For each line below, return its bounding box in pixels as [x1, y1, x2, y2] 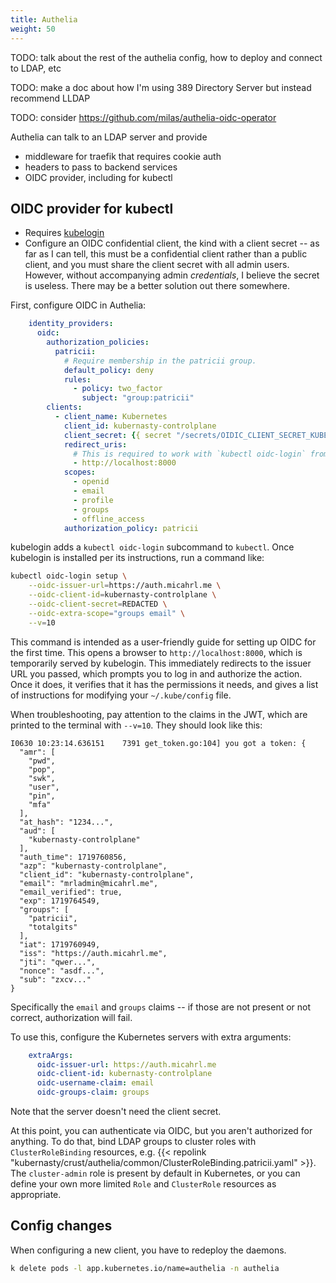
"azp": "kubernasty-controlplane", [19, 861, 168, 871]
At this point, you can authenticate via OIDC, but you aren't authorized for [10, 1125, 313, 1137]
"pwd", [28, 756, 56, 766]
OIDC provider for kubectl [10, 200, 174, 217]
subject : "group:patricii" [81, 393, 195, 403]
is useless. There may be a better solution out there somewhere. [24, 280, 291, 292]
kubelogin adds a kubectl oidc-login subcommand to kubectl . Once [10, 541, 295, 553]
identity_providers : [28, 319, 114, 329]
